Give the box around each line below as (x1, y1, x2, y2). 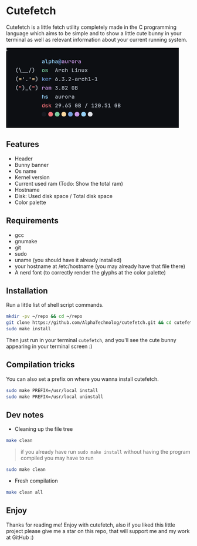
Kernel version (14, 173, 50, 180)
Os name (14, 168, 37, 175)
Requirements (6, 216, 59, 226)
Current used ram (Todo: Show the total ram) (14, 180, 123, 187)
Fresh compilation (14, 477, 58, 484)
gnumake (14, 237, 38, 244)
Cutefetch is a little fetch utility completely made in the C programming (6, 24, 177, 31)
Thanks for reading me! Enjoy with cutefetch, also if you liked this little (6, 521, 175, 528)
